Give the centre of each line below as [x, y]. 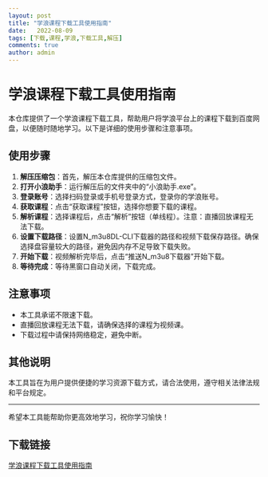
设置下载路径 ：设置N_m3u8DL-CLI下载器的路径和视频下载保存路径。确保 [139, 236]
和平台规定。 [29, 392]
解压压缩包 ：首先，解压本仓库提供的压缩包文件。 [100, 176]
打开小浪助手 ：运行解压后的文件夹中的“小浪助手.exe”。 [110, 186]
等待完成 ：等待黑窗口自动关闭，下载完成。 [90, 266]
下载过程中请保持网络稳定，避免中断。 [83, 334]
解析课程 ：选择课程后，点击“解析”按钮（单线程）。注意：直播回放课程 [133, 216]
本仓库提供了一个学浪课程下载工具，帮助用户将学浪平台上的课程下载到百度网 [134, 118]
